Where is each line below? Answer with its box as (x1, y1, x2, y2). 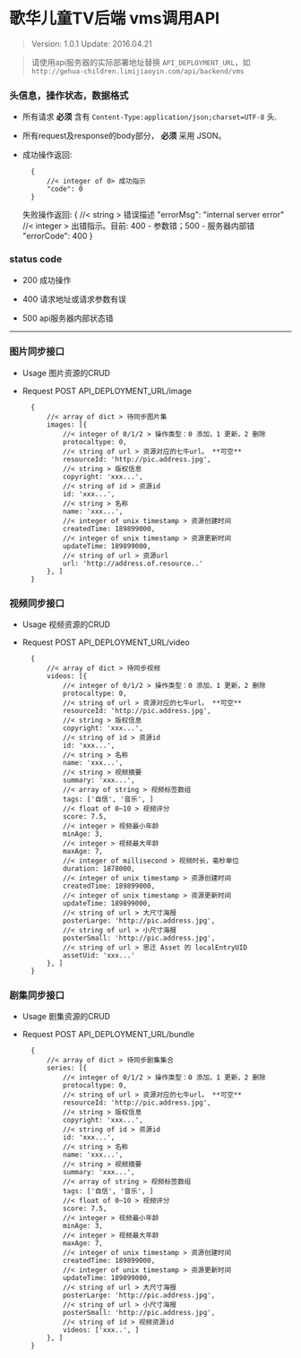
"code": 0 (46, 185, 83, 193)
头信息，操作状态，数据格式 (9, 89, 129, 101)
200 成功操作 (21, 274, 72, 285)
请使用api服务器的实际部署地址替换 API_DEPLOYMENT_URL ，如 (30, 56, 251, 67)
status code (9, 253, 63, 265)
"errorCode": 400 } (21, 230, 93, 242)
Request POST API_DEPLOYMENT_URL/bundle (21, 1029, 195, 1040)
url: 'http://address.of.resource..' (62, 559, 203, 568)
